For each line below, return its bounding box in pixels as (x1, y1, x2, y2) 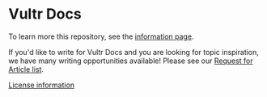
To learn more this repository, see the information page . (8, 32, 194, 41)
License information (8, 80, 75, 90)
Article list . (8, 64, 44, 74)
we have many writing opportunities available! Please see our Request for (8, 56, 253, 65)
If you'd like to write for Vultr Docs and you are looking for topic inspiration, (8, 47, 259, 57)
